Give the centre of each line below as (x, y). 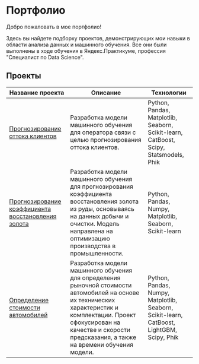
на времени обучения (102, 344)
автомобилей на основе (105, 293)
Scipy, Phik (163, 337)
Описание (106, 93)
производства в (93, 246)
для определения (95, 278)
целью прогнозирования (106, 140)
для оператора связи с (103, 132)
